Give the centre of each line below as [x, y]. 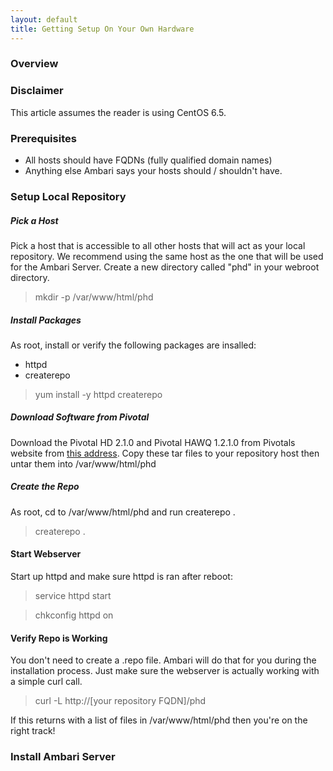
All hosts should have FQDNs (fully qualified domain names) [148, 160]
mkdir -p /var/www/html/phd [94, 297]
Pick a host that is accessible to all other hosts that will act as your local [158, 245]
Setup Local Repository [68, 196]
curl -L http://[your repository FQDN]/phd [120, 701]
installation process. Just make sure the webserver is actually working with [165, 671]
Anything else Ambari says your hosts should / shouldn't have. [153, 171]
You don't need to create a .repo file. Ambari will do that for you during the [163, 660]
